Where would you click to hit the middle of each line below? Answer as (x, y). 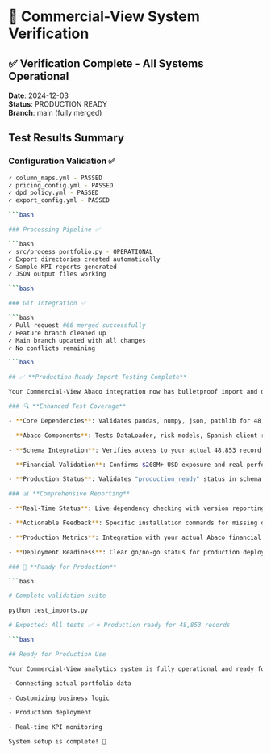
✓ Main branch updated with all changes (77, 340)
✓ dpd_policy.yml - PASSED (54, 193)
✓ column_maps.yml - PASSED (56, 178)
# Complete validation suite (57, 596)
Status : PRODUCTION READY (58, 104)
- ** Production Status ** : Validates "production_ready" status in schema (135, 479)
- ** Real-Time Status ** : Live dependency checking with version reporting (137, 508)
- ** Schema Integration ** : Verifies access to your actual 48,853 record (135, 450)
